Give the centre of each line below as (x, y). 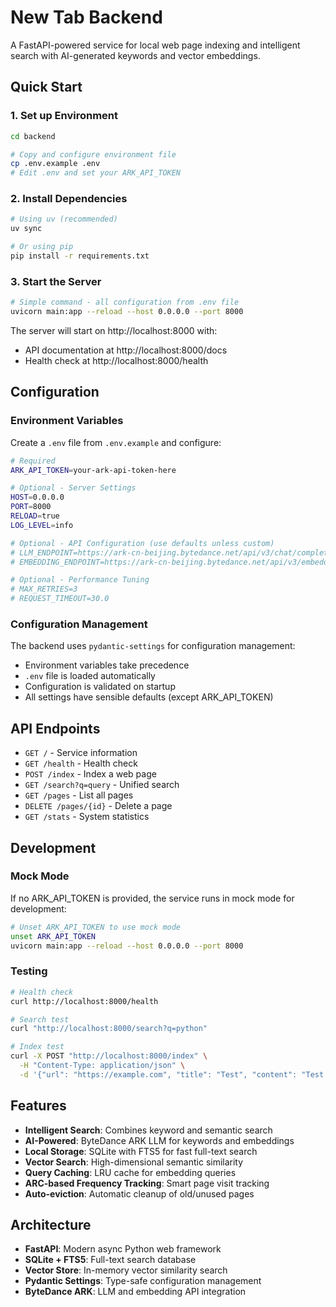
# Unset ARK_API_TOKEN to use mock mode (96, 927)
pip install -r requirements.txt (80, 256)
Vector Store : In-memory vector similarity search (126, 1270)
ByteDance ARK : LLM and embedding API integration (135, 1292)
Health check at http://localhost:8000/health (116, 360)
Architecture (51, 1224)
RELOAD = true (35, 516)
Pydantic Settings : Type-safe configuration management (143, 1281)
